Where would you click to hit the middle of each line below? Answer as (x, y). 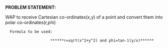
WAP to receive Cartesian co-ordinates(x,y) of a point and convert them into (84, 17)
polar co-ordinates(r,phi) (31, 22)
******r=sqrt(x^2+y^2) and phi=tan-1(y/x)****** (102, 40)
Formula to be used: (31, 32)
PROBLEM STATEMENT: (31, 7)
